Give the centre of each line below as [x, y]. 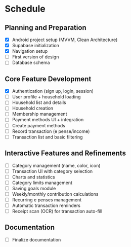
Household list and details [39, 102]
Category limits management [42, 183]
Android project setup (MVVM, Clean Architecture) [65, 40]
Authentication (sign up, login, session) [53, 91]
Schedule [25, 9]
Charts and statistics [33, 177]
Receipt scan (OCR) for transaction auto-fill [57, 211]
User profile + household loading [46, 97]
